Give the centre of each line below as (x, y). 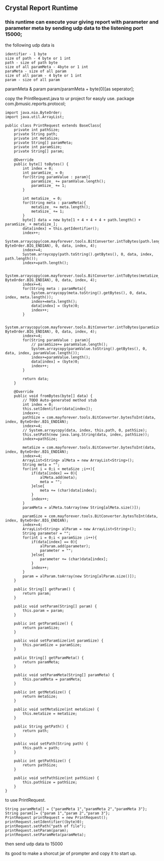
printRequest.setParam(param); (37, 830)
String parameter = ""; (47, 533)
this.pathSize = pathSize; (50, 782)
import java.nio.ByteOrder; (34, 112)
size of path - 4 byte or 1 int (38, 58)
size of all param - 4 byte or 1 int (43, 76)
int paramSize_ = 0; (43, 173)
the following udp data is (30, 45)
